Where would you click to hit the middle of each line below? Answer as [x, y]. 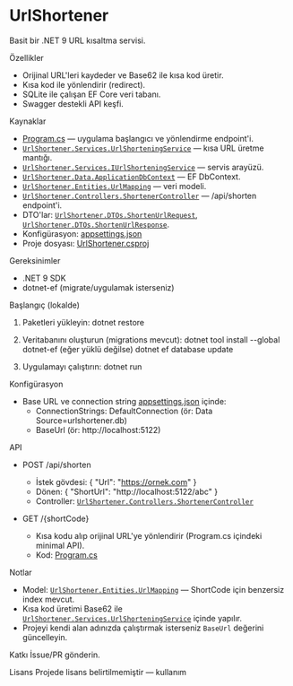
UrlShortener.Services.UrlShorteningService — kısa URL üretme [143, 148]
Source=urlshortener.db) [81, 420]
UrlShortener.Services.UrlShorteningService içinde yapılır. [132, 618]
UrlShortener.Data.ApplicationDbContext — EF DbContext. [131, 177]
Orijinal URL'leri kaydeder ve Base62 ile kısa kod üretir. [123, 75]
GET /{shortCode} [56, 518]
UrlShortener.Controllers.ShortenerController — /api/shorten [139, 195]
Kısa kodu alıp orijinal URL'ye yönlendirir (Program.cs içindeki [149, 535]
